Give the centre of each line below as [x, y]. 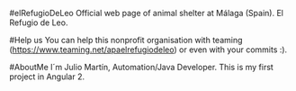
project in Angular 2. [47, 77]
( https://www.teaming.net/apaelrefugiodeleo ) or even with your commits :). [148, 50]
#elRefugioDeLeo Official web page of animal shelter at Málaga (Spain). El [146, 13]
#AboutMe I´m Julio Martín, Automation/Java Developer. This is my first [142, 67]
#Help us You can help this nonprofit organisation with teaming [126, 40]
